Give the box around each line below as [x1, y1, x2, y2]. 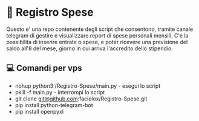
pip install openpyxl [15, 108, 64, 115]
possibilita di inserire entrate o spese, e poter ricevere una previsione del [6, 38, 188, 45]
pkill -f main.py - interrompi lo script [15, 88, 105, 96]
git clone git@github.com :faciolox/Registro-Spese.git [15, 95, 148, 102]
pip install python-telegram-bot [15, 101, 94, 108]
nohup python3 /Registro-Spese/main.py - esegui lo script [15, 82, 161, 90]
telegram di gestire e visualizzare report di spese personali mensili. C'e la [6, 31, 189, 39]
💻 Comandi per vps [6, 63, 83, 73]
